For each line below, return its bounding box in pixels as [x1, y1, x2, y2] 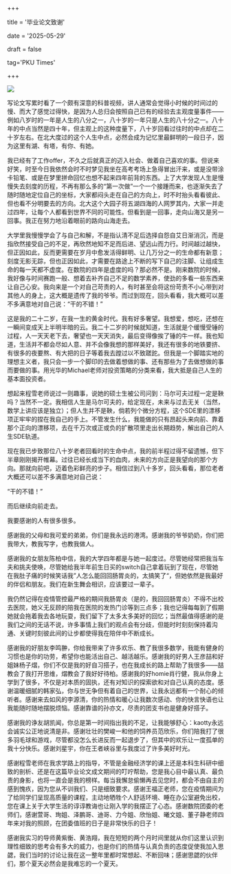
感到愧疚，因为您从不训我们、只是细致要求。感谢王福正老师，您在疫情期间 [7, 785, 218, 793]
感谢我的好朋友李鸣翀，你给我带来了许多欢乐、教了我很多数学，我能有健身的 [7, 644, 224, 652]
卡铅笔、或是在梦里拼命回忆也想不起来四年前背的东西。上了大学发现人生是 [7, 173, 218, 182]
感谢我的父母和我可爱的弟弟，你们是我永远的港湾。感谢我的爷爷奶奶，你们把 [7, 531, 224, 539]
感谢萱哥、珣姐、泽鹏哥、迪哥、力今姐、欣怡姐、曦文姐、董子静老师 [25, 811, 218, 818]
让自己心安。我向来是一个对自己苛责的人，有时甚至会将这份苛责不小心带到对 [7, 283, 224, 291]
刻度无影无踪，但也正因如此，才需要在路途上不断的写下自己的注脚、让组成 [7, 257, 218, 265]
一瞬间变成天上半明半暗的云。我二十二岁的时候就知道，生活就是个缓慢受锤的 [7, 323, 224, 331]
